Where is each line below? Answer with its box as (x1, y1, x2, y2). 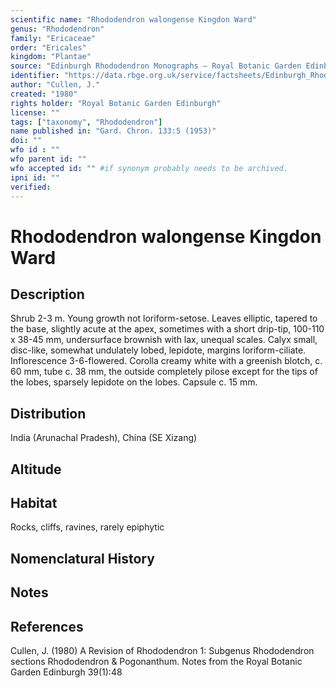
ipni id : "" (10, 172, 60, 183)
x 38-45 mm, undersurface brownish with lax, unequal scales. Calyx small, (10, 334, 318, 346)
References (10, 618, 84, 635)
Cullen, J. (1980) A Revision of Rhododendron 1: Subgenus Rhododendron (10, 644, 315, 656)
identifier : (10, 71, 60, 81)
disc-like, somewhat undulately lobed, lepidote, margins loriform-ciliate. (10, 344, 307, 356)
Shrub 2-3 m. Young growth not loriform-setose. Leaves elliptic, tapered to (10, 312, 318, 325)
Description (10, 286, 85, 303)
